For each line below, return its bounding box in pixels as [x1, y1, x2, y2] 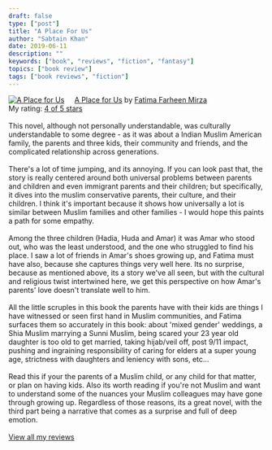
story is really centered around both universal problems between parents [8, 173, 253, 182]
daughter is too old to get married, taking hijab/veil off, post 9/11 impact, [8, 337, 249, 347]
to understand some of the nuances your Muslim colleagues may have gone [8, 388, 263, 399]
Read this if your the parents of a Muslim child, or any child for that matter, [8, 371, 257, 381]
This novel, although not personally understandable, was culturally [8, 120, 231, 130]
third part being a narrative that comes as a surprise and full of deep [8, 406, 237, 416]
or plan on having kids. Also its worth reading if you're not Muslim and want [8, 380, 261, 390]
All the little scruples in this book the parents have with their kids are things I [8, 302, 264, 312]
